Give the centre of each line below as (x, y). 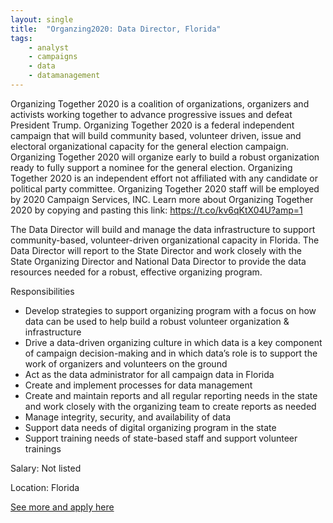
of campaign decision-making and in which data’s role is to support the (171, 353)
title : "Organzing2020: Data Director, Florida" (116, 29)
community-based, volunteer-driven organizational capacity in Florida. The (165, 240)
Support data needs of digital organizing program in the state (150, 427)
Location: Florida (45, 487)
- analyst (49, 47)
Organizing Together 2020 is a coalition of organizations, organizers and (160, 103)
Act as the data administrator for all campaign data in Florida (149, 374)
